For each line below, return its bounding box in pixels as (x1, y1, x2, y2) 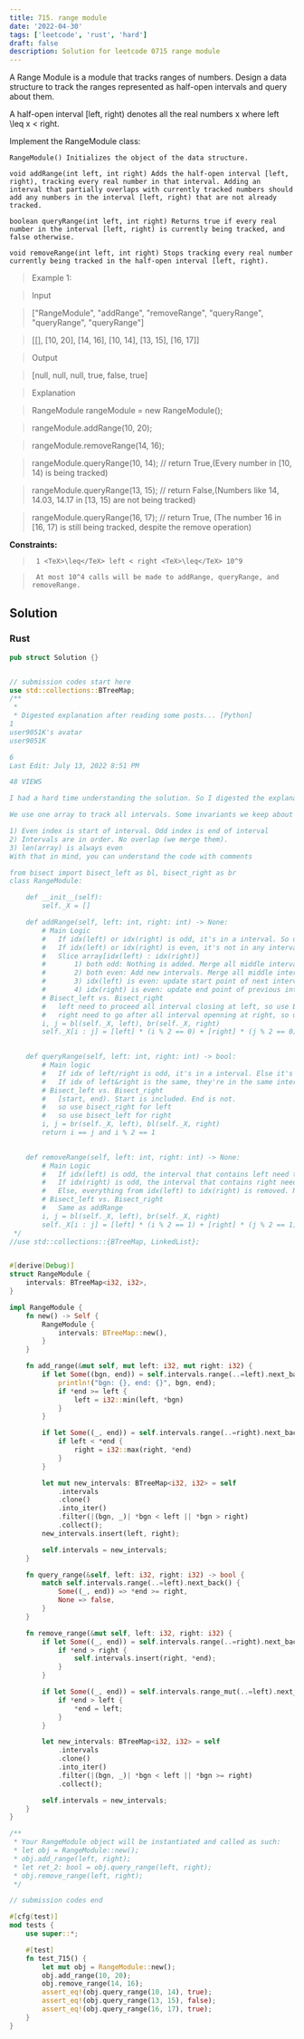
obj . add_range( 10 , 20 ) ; (42, 1971, 131, 1980)
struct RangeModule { (9, 1270, 91, 1279)
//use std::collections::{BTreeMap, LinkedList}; (9, 1237, 201, 1247)
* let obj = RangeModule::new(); (13, 1846, 140, 1855)
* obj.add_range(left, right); (13, 1854, 131, 1863)
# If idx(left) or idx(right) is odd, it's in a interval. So (42, 935, 290, 944)
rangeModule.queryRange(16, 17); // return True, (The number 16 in (31, 512, 282, 523)
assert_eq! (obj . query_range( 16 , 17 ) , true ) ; (42, 2005, 213, 2014)
